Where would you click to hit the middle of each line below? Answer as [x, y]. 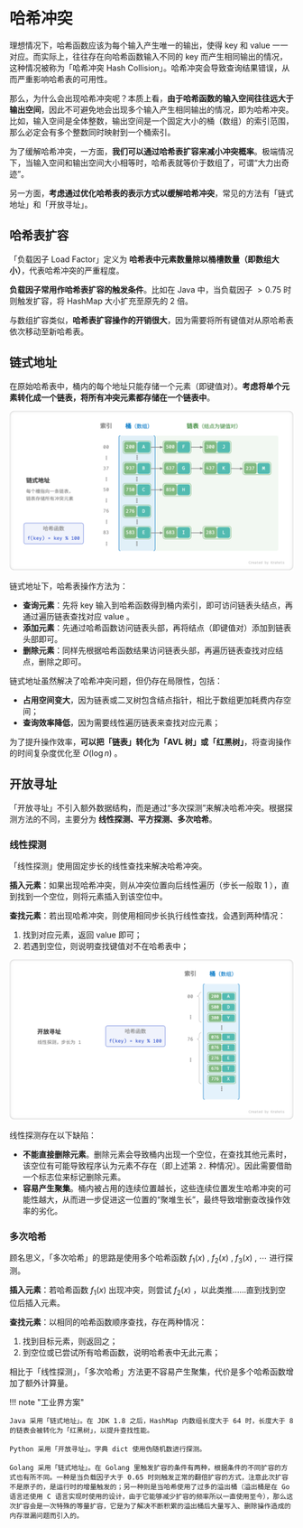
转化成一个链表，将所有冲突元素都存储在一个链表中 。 [115, 397]
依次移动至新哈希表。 [49, 331]
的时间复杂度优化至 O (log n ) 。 [66, 753]
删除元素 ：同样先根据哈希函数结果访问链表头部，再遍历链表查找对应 [149, 650]
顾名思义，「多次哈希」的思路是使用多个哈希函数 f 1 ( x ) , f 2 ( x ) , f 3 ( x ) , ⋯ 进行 [147, 1258]
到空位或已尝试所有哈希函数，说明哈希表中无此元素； [121, 1352]
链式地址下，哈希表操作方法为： [69, 586]
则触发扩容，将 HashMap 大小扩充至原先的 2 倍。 [101, 301]
